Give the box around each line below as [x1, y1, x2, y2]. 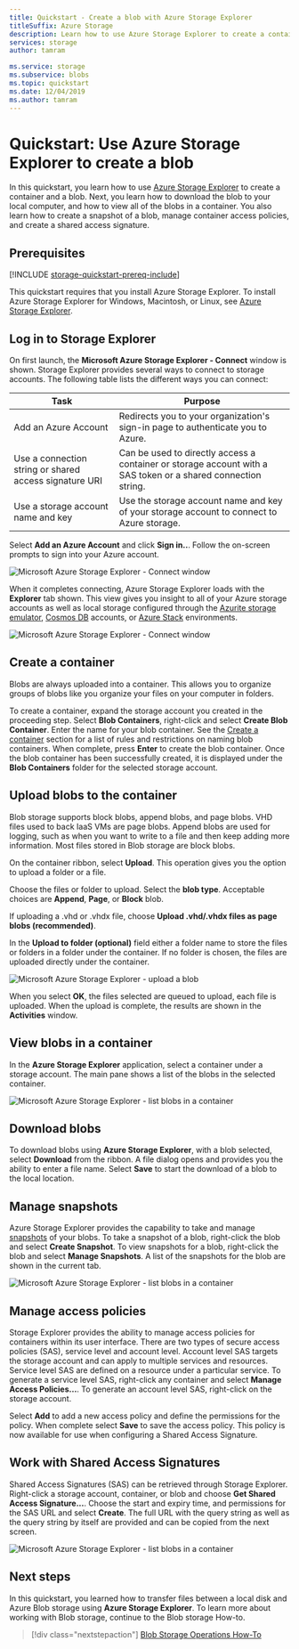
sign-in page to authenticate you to [118, 421, 267, 434]
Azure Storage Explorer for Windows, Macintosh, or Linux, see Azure [9, 296, 262, 307]
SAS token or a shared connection [118, 469, 262, 482]
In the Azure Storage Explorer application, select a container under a [9, 1059, 263, 1069]
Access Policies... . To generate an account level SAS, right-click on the [9, 1384, 273, 1394]
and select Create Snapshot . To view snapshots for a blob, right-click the [9, 1241, 279, 1252]
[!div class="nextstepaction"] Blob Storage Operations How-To [30, 1629, 263, 1639]
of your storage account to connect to [118, 506, 278, 518]
